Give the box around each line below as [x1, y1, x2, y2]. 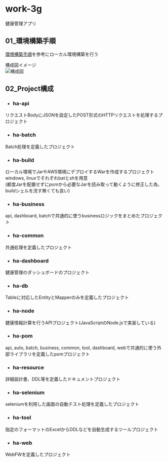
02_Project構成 [5, 85, 54, 93]
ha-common [12, 232, 44, 239]
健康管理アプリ [5, 20, 36, 26]
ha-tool [12, 414, 31, 421]
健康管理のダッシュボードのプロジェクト [5, 269, 90, 275]
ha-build [12, 157, 34, 164]
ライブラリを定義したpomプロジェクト [9, 351, 90, 357]
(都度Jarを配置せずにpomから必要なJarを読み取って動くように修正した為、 [5, 181, 162, 187]
